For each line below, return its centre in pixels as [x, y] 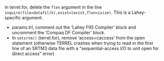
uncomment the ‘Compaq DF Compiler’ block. [58, 32]
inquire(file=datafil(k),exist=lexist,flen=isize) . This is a [68, 12]
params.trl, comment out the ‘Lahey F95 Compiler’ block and [74, 27]
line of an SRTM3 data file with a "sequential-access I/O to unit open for [85, 48]
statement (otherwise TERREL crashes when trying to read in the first [82, 43]
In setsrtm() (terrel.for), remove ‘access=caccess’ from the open [78, 38]
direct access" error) [33, 54]
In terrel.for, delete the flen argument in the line [53, 7]
